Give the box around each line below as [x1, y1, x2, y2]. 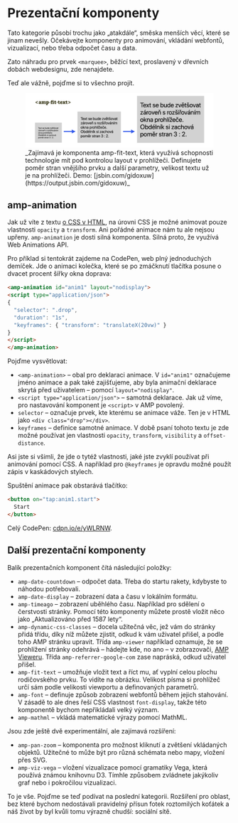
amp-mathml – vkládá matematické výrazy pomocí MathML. [17, 713, 188, 721]
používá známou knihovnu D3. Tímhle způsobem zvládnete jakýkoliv [17, 770, 219, 779]
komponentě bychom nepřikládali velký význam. [17, 705, 160, 714]
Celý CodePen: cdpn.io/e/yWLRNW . [7, 524, 112, 532]
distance [17, 440, 44, 447]
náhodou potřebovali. [17, 584, 80, 593]
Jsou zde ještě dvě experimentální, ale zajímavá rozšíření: [7, 726, 176, 735]
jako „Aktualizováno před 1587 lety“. [17, 615, 123, 623]
